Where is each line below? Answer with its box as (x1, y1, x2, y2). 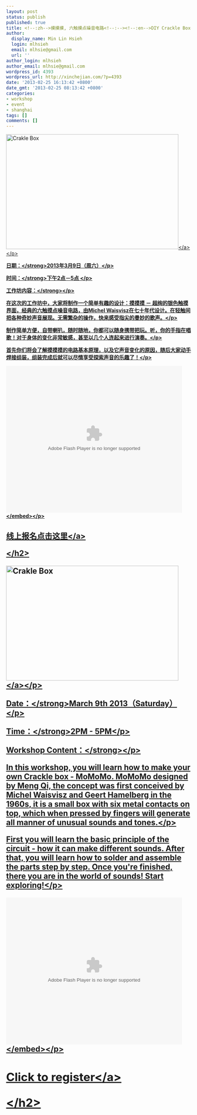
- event (6, 101, 25, 108)
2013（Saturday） (109, 698, 178, 708)
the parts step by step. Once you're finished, (6, 862, 173, 872)
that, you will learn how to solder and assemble (6, 852, 182, 862)
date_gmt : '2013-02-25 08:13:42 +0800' (6, 85, 104, 91)
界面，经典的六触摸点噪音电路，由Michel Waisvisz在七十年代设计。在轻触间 (6, 307, 191, 314)
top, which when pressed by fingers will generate (6, 808, 191, 818)
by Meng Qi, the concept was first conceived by (6, 781, 185, 791)
